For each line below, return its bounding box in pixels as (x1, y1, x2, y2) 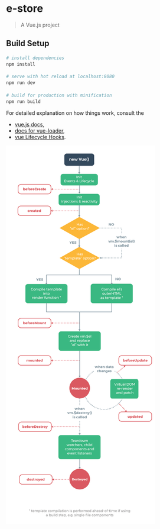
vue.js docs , (14, 121, 45, 128)
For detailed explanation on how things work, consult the (6, 109, 145, 117)
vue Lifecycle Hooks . (14, 133, 66, 140)
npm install (6, 61, 35, 67)
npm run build (6, 98, 41, 105)
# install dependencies (6, 55, 65, 61)
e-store (6, 2, 44, 15)
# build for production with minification (6, 92, 112, 98)
